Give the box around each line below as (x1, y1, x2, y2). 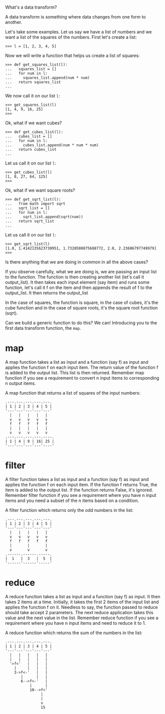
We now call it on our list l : (5, 93, 61, 99)
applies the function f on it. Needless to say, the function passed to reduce (5, 604, 158, 610)
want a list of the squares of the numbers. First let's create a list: (5, 34, 137, 40)
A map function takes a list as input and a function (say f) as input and (5, 359, 149, 365)
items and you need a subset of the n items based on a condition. (5, 497, 139, 503)
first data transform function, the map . (5, 325, 81, 331)
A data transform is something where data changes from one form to (5, 14, 146, 19)
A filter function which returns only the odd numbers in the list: (5, 507, 134, 513)
